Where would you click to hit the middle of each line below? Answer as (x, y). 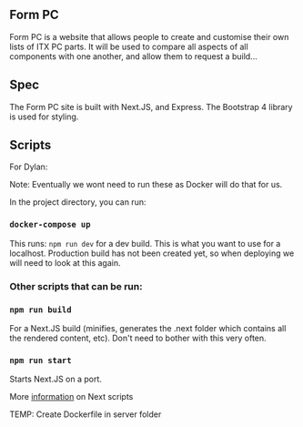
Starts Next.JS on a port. (56, 379)
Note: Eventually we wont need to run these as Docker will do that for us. (146, 185)
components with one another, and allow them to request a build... (133, 56)
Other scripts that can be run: (76, 286)
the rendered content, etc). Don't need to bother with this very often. (138, 338)
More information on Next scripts (71, 397)
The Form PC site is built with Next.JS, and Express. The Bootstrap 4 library (151, 107)
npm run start (40, 360)
